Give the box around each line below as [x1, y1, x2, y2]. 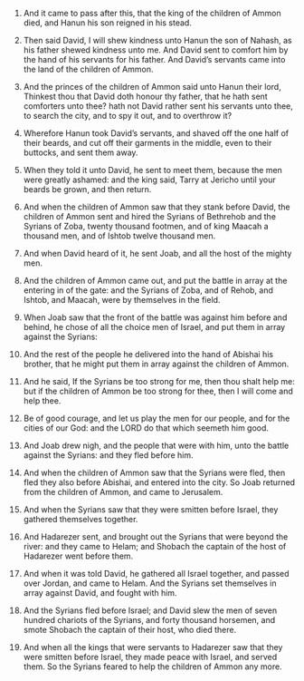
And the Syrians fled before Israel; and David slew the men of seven [23, 605, 278, 616]
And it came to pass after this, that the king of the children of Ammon [23, 8, 281, 18]
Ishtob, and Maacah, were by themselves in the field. [23, 295, 221, 305]
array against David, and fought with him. [23, 588, 177, 598]
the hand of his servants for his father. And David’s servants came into [23, 54, 286, 64]
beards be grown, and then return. [23, 184, 152, 194]
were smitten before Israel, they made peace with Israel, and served [23, 652, 278, 662]
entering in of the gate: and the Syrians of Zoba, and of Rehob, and [23, 285, 274, 296]
